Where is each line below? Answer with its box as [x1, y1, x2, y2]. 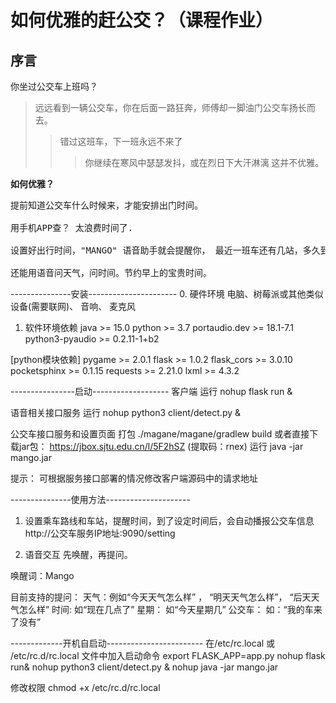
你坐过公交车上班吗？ [10, 81, 98, 92]
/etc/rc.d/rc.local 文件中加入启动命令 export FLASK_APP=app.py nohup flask [10, 650, 326, 661]
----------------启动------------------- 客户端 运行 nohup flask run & [10, 386, 293, 397]
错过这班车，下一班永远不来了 [59, 136, 183, 147]
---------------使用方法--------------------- [10, 494, 191, 505]
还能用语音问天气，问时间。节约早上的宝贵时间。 [10, 267, 212, 278]
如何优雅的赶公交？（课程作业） [10, 9, 274, 32]
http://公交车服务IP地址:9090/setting [24, 527, 176, 539]
